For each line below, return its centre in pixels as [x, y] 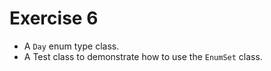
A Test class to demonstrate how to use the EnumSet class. [143, 56]
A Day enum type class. [71, 46]
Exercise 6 [54, 18]
